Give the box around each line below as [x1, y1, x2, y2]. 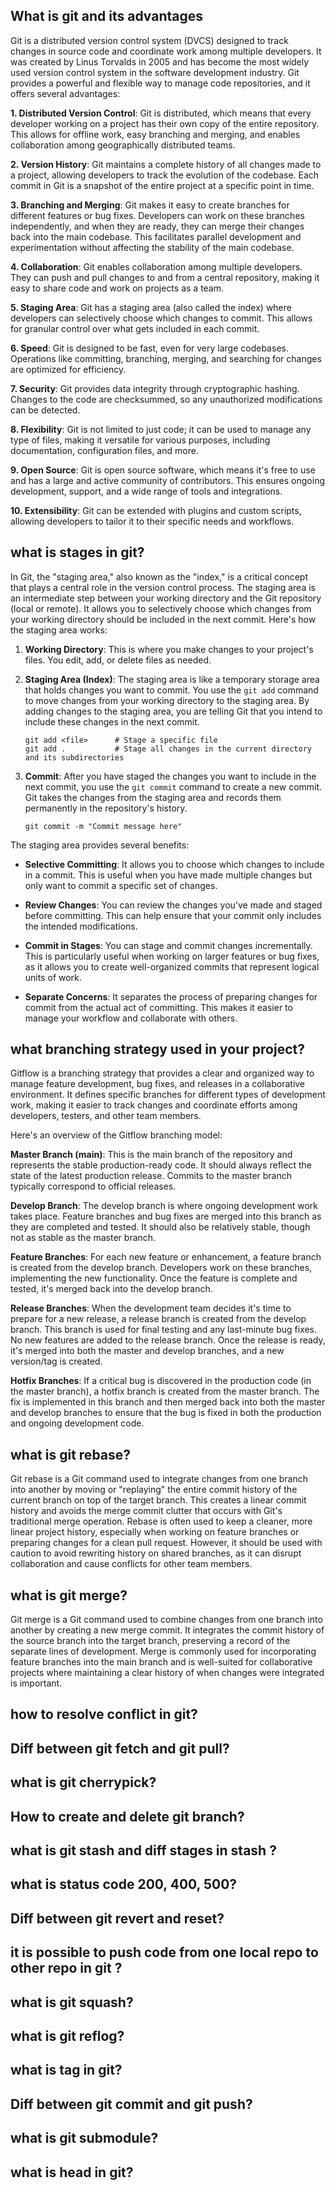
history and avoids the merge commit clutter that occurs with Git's [10, 1505, 283, 1517]
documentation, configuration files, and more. [10, 444, 199, 456]
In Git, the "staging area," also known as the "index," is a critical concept [10, 570, 308, 583]
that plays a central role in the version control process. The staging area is [10, 581, 316, 593]
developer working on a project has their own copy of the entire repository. [10, 117, 320, 129]
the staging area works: [10, 624, 108, 636]
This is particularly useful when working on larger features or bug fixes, [24, 950, 320, 962]
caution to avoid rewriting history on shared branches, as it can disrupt [10, 1547, 302, 1559]
